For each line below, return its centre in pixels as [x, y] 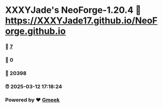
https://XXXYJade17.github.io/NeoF [81, 21]
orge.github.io [35, 31]
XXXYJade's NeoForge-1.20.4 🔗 [73, 10]
